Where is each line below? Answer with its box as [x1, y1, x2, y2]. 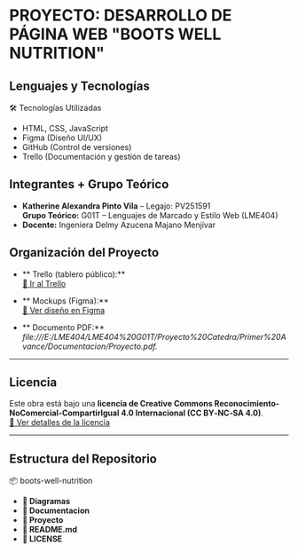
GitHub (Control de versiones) [21, 142, 132, 152]
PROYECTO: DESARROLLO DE [9, 5, 232, 26]
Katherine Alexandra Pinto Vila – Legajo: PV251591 [21, 201, 211, 211]
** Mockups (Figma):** [21, 295, 109, 306]
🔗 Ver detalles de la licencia [9, 417, 111, 428]
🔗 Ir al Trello [21, 278, 67, 288]
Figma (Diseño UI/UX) [21, 132, 103, 143]
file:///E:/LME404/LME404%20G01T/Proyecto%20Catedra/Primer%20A [21, 331, 286, 342]
